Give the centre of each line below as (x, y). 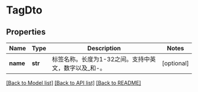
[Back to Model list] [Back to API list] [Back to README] (74, 83)
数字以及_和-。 (85, 68)
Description (104, 48)
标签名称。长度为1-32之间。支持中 (101, 59)
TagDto (24, 10)
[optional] (175, 63)
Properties (26, 32)
